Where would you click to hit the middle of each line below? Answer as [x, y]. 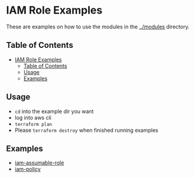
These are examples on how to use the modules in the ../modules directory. [98, 27]
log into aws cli [33, 117]
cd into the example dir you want [54, 111]
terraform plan [33, 124]
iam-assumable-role [39, 163]
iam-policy [28, 169]
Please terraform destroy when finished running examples [86, 130]
